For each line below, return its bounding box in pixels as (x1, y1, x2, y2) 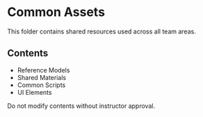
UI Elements (17, 88, 52, 96)
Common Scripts (17, 81, 66, 89)
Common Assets (7, 4, 106, 20)
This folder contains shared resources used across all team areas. (7, 27, 196, 36)
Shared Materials (17, 73, 67, 81)
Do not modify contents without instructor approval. (7, 102, 155, 110)
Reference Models (17, 65, 70, 74)
